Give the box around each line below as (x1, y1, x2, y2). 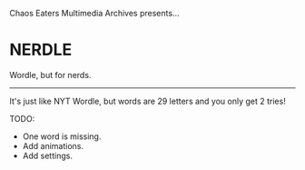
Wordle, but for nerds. (9, 69, 92, 80)
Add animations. (22, 140, 84, 151)
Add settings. (22, 150, 73, 161)
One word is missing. (22, 131, 102, 142)
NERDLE (9, 40, 73, 60)
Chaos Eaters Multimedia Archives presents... (9, 8, 180, 18)
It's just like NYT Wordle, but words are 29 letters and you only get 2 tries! (9, 95, 286, 106)
